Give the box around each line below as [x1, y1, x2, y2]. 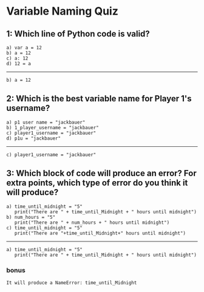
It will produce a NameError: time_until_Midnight [6, 279, 137, 286]
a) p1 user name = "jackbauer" [6, 119, 86, 126]
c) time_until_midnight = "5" [6, 224, 83, 231]
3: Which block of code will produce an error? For [6, 168, 197, 179]
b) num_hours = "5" [6, 214, 56, 220]
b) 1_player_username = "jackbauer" [6, 124, 99, 130]
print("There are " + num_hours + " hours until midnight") [14, 219, 170, 226]
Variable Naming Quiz [6, 4, 118, 18]
